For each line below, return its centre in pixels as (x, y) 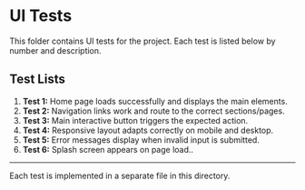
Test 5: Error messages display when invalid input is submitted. (141, 140)
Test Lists (37, 80)
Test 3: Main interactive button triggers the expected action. (135, 120)
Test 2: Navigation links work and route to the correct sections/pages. (153, 111)
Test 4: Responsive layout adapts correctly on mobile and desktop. (148, 130)
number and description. (55, 50)
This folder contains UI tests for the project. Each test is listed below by (143, 41)
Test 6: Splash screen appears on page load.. (108, 149)
